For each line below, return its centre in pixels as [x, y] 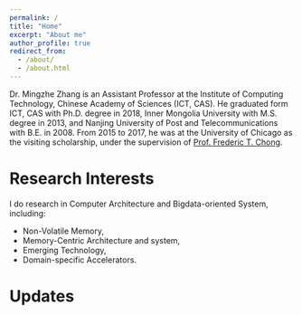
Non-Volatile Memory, [63, 231]
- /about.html [44, 69]
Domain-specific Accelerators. [80, 260]
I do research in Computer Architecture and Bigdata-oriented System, [139, 204]
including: [28, 213]
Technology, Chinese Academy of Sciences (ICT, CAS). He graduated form [149, 103]
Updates [42, 296]
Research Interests [82, 179]
